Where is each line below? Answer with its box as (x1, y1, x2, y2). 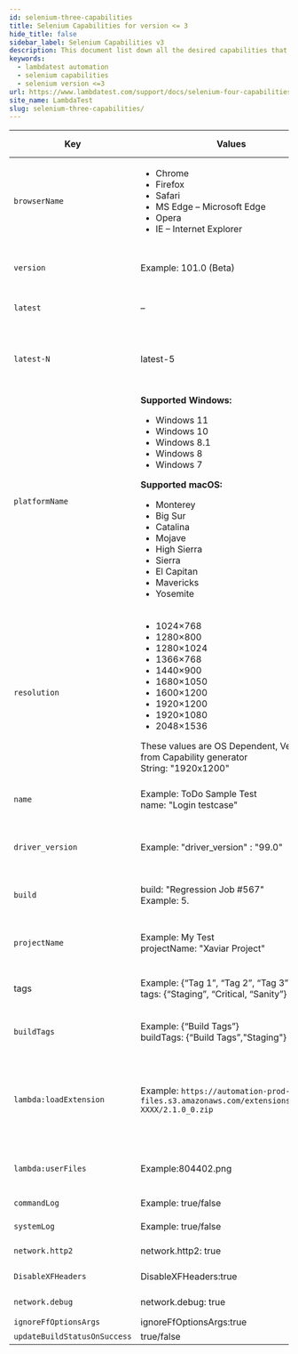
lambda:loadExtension (13, 1095, 105, 1105)
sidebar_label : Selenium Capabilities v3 (9, 37, 165, 47)
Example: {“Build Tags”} (140, 1020, 239, 1033)
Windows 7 (154, 459, 203, 471)
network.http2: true (140, 1245, 222, 1257)
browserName (13, 197, 65, 206)
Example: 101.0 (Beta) (140, 262, 235, 274)
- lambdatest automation (17, 63, 109, 72)
